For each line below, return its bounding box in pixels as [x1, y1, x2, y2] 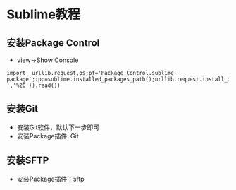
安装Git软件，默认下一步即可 [16, 123, 100, 131]
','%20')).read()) [6, 82, 61, 89]
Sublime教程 [6, 6, 80, 23]
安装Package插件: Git [16, 131, 79, 140]
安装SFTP [6, 155, 49, 167]
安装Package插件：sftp [16, 174, 85, 183]
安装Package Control [6, 37, 100, 49]
